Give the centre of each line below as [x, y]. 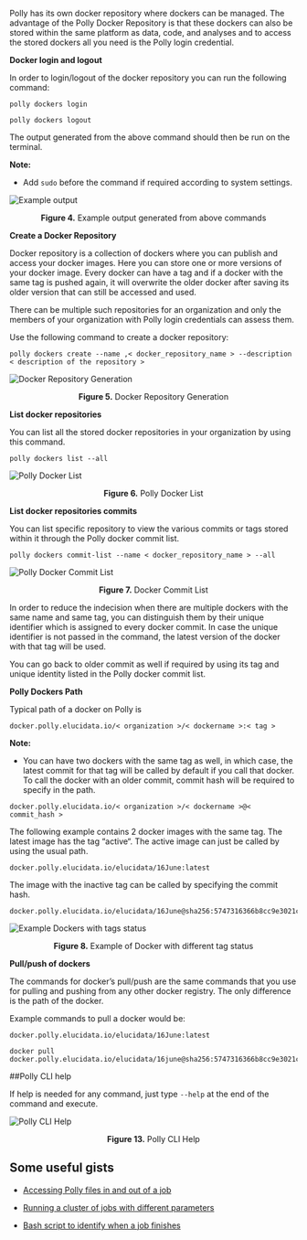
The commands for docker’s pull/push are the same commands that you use [153, 981]
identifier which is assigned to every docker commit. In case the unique [144, 627]
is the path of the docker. [57, 1001]
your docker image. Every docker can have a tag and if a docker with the [146, 273]
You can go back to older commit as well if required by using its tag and [144, 664]
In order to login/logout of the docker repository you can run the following [148, 78]
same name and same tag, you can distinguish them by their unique [137, 617]
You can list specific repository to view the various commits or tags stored [149, 529]
